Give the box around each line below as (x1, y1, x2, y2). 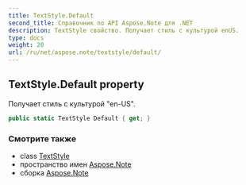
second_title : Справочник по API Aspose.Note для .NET (8, 19, 194, 27)
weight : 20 (8, 41, 44, 49)
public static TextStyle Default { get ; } (8, 114, 151, 122)
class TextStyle (19, 151, 70, 160)
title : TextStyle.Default (8, 11, 94, 20)
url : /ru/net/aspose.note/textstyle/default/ (8, 48, 161, 56)
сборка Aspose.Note (19, 168, 89, 177)
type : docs (8, 33, 44, 42)
